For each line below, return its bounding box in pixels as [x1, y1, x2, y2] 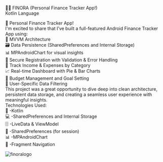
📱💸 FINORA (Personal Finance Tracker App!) [5, 5, 98, 11]
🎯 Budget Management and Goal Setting [5, 75, 90, 81]
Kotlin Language [5, 10, 39, 16]
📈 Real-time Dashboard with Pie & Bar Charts [5, 68, 101, 74]
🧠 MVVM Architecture [5, 36, 51, 42]
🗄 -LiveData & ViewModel [5, 121, 59, 127]
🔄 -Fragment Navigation [5, 141, 55, 147]
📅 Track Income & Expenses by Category [5, 62, 91, 68]
